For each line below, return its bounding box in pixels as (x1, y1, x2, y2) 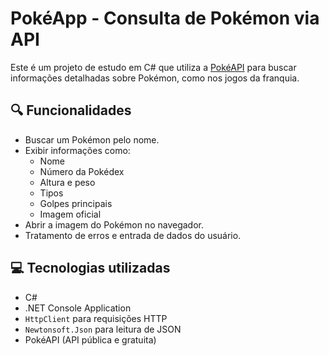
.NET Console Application (24, 302, 132, 314)
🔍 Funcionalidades (10, 102, 132, 119)
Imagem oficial (39, 208, 102, 220)
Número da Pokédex (39, 165, 125, 177)
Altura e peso (39, 176, 96, 188)
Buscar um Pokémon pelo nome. (24, 133, 160, 146)
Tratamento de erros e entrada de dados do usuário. (24, 229, 242, 241)
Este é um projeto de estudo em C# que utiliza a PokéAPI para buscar (10, 61, 297, 73)
